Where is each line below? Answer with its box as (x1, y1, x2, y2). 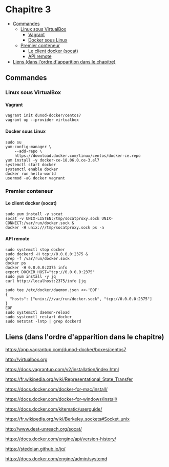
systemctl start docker (5, 162, 56, 167)
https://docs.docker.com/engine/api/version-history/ (5, 436, 116, 442)
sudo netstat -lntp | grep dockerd (5, 319, 81, 324)
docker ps (5, 260, 27, 266)
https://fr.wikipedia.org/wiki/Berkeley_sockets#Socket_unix (5, 416, 130, 422)
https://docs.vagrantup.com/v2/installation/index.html (5, 366, 119, 372)
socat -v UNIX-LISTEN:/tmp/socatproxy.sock (5, 216, 100, 221)
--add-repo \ (14, 149, 43, 154)
